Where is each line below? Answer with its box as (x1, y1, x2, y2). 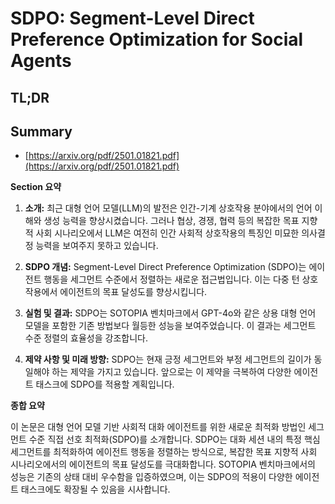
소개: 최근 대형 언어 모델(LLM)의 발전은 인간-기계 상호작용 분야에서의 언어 (24, 202, 313, 214)
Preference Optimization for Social (10, 28, 304, 51)
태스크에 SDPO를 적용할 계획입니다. (35, 378, 175, 391)
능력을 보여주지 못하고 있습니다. (35, 240, 159, 252)
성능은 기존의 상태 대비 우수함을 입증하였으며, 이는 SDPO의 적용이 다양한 (10, 471, 293, 483)
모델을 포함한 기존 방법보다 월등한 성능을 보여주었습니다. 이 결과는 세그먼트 (24, 320, 317, 332)
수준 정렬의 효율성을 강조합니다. (24, 332, 148, 344)
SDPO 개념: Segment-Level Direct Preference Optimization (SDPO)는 (24, 261, 307, 273)
